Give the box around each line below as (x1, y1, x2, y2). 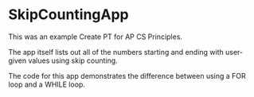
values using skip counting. (27, 56, 118, 65)
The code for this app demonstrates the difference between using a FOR (8, 71, 247, 80)
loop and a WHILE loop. (8, 80, 86, 89)
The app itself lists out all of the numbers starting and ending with (8, 47, 225, 56)
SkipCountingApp (8, 6, 129, 24)
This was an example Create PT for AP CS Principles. (8, 32, 183, 41)
